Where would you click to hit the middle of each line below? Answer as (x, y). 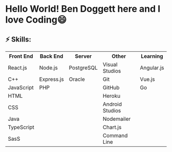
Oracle (77, 79)
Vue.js (147, 79)
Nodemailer (117, 119)
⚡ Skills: (18, 39)
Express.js (51, 79)
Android (112, 104)
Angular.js (152, 68)
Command (115, 135)
